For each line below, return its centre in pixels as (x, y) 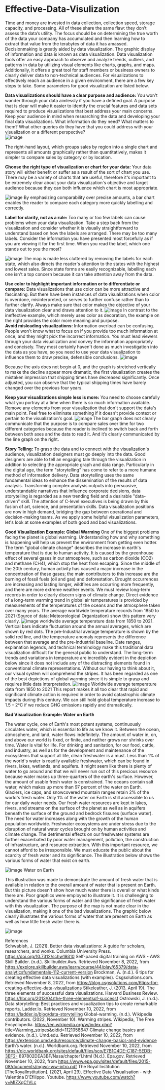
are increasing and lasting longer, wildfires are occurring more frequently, (80, 584)
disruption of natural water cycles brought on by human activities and (76, 829)
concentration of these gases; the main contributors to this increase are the (82, 574)
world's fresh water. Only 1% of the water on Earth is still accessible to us (80, 797)
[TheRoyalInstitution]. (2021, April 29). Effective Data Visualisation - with (78, 1072)
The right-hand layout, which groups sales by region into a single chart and (81, 147)
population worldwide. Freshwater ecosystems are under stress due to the (81, 823)
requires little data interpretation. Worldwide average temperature (81, 684)
